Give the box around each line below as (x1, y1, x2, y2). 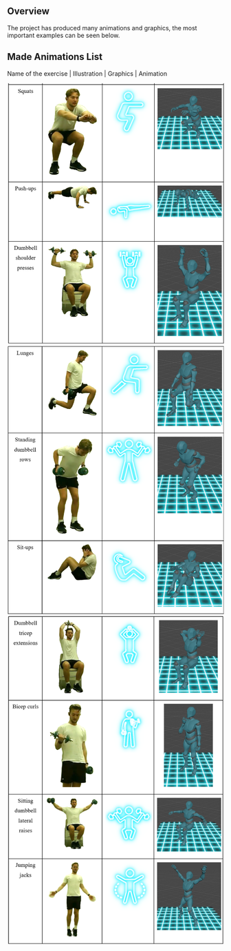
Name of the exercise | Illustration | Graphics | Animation (7, 69, 167, 78)
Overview (7, 6, 50, 17)
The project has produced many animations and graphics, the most (7, 23, 197, 32)
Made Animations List (7, 51, 103, 63)
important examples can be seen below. (7, 31, 120, 39)
